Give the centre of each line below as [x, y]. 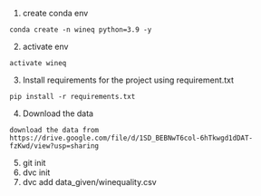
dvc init [36, 172]
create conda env [55, 13]
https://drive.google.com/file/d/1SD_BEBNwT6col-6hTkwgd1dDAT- [131, 138]
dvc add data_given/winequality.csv [89, 182]
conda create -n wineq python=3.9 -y [81, 30]
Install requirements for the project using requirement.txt [128, 80]
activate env [45, 46]
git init [34, 163]
